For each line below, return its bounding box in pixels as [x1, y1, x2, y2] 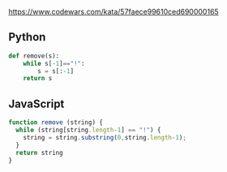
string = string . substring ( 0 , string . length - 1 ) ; [23, 133, 186, 141]
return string [15, 148, 63, 157]
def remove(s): [8, 52, 60, 60]
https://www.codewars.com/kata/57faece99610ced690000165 [8, 7, 219, 16]
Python [8, 30, 46, 44]
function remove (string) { [8, 118, 104, 127]
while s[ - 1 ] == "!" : [23, 59, 85, 67]
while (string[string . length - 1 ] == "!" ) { [15, 126, 161, 134]
